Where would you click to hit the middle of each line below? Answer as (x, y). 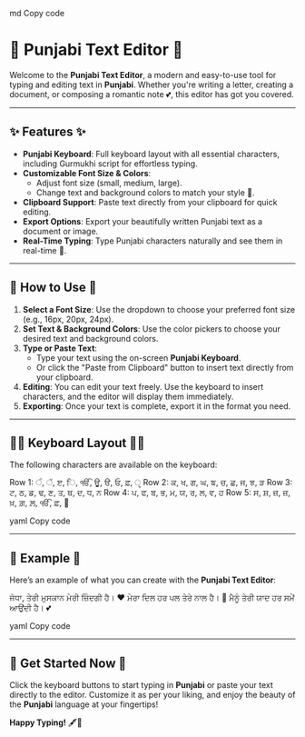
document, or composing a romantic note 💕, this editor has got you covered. (152, 94)
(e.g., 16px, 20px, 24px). (68, 319)
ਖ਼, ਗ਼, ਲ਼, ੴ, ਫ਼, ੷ (39, 503)
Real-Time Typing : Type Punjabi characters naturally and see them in (152, 241)
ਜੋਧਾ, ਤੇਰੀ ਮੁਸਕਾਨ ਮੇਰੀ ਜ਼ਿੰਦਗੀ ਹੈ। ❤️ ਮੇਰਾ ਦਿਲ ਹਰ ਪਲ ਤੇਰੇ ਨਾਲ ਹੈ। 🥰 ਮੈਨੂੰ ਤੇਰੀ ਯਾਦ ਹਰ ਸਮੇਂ (152, 598)
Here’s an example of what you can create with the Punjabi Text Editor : (143, 580)
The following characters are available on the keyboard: (113, 465)
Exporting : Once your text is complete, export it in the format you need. (157, 406)
